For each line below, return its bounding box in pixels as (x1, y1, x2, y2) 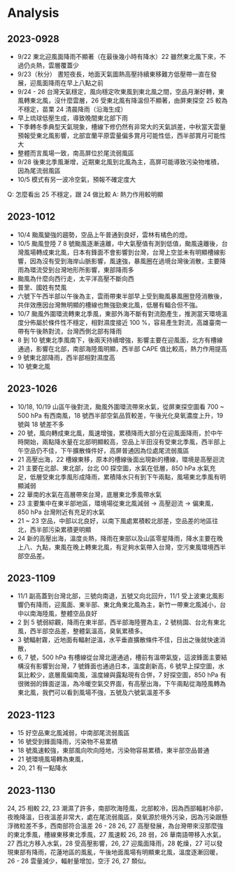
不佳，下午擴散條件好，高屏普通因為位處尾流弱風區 (41, 446, 190, 454)
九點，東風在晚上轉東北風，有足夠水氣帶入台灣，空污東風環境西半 (36, 543, 226, 551)
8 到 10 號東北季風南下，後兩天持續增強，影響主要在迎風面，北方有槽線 (17, 336, 223, 344)
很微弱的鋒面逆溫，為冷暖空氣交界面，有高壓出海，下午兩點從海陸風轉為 (17, 680, 226, 688)
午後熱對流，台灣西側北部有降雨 (29, 326, 122, 335)
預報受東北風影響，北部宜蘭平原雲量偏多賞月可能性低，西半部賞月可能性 (17, 131, 226, 140)
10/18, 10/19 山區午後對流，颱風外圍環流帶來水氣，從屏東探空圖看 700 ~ (17, 402, 225, 411)
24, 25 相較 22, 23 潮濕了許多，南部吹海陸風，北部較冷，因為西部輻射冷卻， (7, 804, 227, 812)
